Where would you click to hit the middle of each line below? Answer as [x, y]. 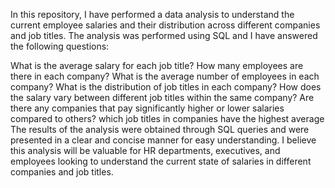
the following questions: [60, 46]
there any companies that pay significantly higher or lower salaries [147, 108]
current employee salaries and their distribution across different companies [165, 25]
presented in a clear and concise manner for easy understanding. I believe [163, 140]
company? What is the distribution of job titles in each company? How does [166, 87]
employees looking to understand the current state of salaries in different [161, 161]
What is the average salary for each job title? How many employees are [157, 65]
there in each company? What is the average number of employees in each [165, 76]
